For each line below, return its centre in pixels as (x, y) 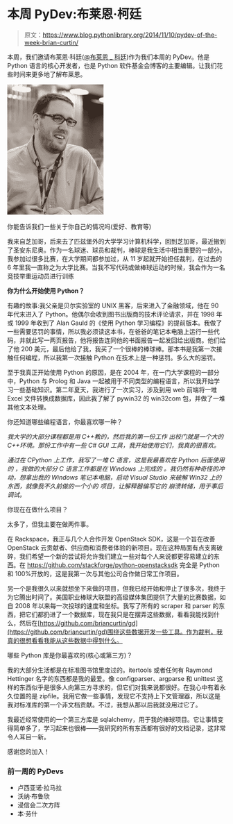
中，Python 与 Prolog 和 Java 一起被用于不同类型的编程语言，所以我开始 (111, 381)
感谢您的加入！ (28, 751)
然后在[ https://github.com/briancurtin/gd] (78, 623)
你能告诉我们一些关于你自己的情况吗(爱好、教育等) (79, 226)
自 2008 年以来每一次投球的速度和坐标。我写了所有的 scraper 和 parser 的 (113, 605)
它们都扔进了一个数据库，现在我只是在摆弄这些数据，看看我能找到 (119, 614)
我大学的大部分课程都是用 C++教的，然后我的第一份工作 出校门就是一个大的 (115, 436)
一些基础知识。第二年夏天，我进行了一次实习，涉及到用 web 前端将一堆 (115, 389)
